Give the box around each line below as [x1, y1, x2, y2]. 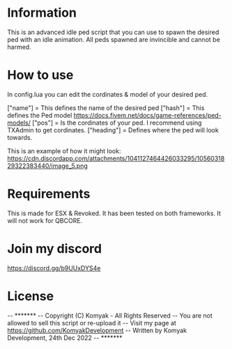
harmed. [7, 42, 31, 51]
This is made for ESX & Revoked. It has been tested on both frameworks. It [7, 209, 222, 217]
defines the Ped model [7, 111, 72, 119]
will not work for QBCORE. [7, 216, 83, 224]
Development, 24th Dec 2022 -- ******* [7, 333, 123, 342]
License [7, 288, 54, 304]
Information [7, 5, 77, 21]
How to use [7, 68, 74, 83]
